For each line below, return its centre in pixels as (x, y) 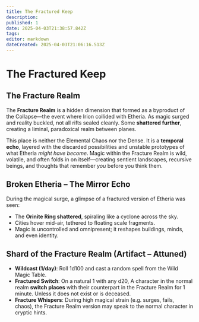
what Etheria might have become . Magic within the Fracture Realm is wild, (97, 153)
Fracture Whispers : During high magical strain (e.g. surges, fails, (94, 299)
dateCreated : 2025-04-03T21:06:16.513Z (56, 45)
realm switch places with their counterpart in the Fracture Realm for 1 (100, 287)
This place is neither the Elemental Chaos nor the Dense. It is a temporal (95, 141)
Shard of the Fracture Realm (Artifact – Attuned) (97, 254)
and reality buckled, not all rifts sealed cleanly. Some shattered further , (94, 123)
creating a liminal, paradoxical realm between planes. (71, 129)
